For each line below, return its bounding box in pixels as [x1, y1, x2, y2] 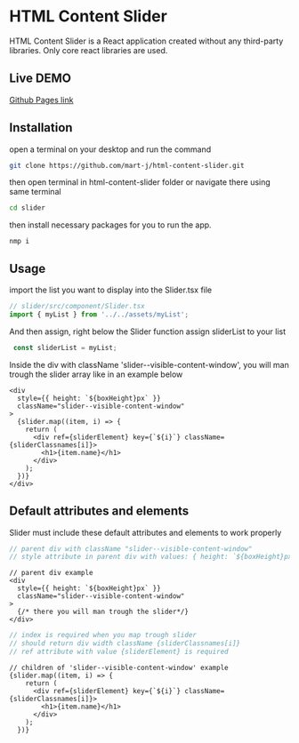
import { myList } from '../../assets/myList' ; [9, 310, 190, 319]
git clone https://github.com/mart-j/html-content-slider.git [9, 161, 245, 170]
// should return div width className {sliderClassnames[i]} [9, 639, 241, 648]
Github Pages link [9, 94, 74, 105]
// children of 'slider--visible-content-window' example [9, 663, 229, 672]
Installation [9, 120, 73, 135]
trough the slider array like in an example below [9, 369, 183, 379]
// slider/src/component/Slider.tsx [9, 302, 145, 311]
